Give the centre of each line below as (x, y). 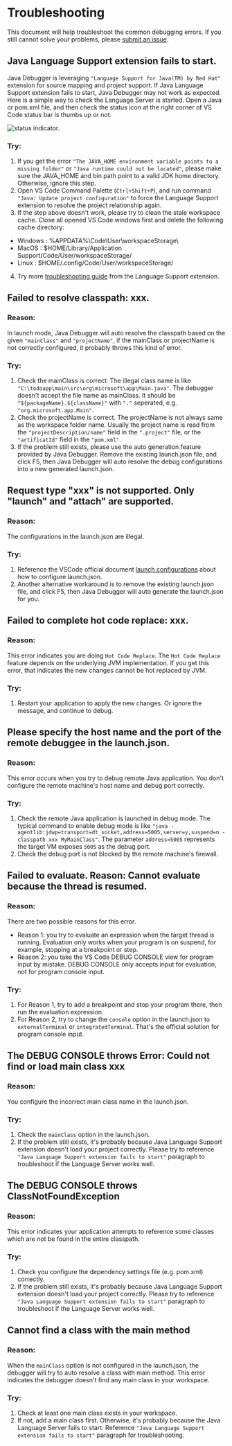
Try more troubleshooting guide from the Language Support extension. (118, 276)
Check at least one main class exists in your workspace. (97, 1413)
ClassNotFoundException (63, 1197)
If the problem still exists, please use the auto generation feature (109, 447)
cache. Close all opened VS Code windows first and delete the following (120, 220)
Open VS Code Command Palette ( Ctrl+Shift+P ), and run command (114, 191)
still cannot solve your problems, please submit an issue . (88, 39)
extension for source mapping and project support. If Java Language (105, 85)
